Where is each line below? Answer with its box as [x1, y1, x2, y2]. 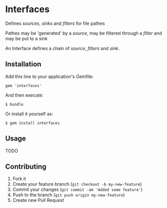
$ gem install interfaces [5, 120, 60, 126]
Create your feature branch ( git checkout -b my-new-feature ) [12, 181, 142, 187]
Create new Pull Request [12, 197, 64, 203]
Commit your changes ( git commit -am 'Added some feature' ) [12, 186, 143, 193]
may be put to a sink [5, 35, 48, 41]
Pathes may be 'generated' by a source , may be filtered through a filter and [5, 30, 162, 36]
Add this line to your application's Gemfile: [5, 73, 94, 79]
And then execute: [5, 92, 44, 98]
